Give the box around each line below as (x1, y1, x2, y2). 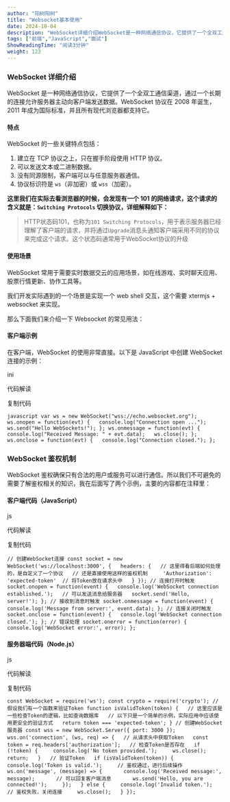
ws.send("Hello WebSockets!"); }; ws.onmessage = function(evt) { (7, 424, 201, 432)
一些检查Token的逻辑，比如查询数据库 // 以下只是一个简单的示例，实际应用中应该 (7, 712, 214, 720)
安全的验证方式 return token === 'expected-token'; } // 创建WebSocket (16, 720, 223, 727)
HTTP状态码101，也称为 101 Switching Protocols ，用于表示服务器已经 (23, 217, 222, 226)
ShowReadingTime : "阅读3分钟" (7, 42, 89, 49)
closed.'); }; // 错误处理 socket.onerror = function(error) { (7, 618, 187, 626)
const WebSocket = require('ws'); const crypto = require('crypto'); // (7, 698, 219, 705)
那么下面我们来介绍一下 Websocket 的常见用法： (7, 315, 144, 323)
